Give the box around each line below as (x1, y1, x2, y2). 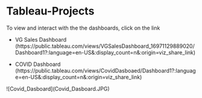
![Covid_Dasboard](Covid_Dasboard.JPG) (6, 85, 110, 92)
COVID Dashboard (14, 60, 61, 68)
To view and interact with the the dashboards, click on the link (6, 24, 160, 31)
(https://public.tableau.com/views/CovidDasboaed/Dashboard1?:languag (14, 67, 196, 74)
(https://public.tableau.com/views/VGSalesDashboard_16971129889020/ (14, 42, 195, 50)
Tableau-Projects (6, 4, 95, 18)
